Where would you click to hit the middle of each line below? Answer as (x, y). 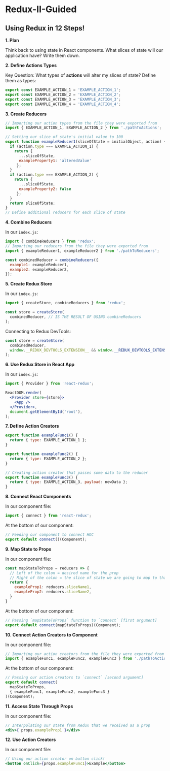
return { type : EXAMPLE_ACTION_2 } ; (48, 459)
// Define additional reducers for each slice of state (65, 213)
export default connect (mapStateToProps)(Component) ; (63, 625)
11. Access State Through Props (39, 706)
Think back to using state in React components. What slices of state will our (84, 50)
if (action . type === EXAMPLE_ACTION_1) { (54, 146)
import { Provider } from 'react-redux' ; (50, 384)
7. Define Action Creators (32, 426)
